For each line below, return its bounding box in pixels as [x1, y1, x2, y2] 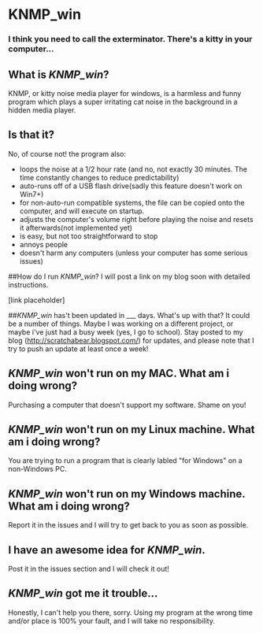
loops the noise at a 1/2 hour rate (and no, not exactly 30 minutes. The [19, 164, 248, 174]
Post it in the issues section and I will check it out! [8, 564, 169, 573]
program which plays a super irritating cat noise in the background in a [8, 97, 238, 106]
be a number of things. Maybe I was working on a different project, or [8, 319, 234, 328]
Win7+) [19, 189, 44, 198]
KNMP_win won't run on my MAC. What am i [8, 367, 230, 380]
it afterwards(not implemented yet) [19, 223, 132, 232]
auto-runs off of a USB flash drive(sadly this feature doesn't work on [19, 181, 243, 191]
